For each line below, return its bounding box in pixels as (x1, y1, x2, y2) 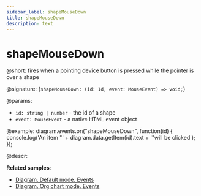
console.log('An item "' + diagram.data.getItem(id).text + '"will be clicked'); (6, 134, 196, 141)
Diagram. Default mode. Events (15, 176, 94, 184)
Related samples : (6, 164, 51, 171)
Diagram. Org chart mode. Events (15, 183, 100, 190)
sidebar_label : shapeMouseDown (6, 9, 86, 15)
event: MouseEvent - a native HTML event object (15, 116, 137, 123)
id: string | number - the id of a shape (15, 109, 116, 116)
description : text (6, 20, 53, 26)
